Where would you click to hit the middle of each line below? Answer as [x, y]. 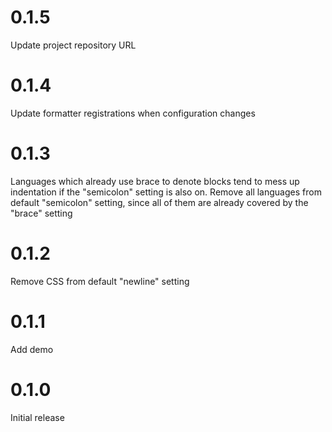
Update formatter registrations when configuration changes [133, 113]
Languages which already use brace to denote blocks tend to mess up [155, 181]
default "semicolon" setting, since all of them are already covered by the [159, 202]
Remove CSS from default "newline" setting [100, 281]
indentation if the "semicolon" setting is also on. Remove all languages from [166, 192]
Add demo [32, 349]
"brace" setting [41, 213]
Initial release [37, 417]
